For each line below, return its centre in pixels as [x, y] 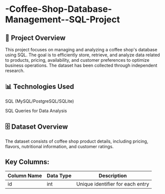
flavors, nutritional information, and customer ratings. [59, 146]
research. [15, 71]
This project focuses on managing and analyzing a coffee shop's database [81, 50]
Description [113, 176]
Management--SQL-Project [63, 19]
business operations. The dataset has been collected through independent [81, 65]
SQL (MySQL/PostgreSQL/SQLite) [40, 101]
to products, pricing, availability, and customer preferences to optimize [77, 60]
